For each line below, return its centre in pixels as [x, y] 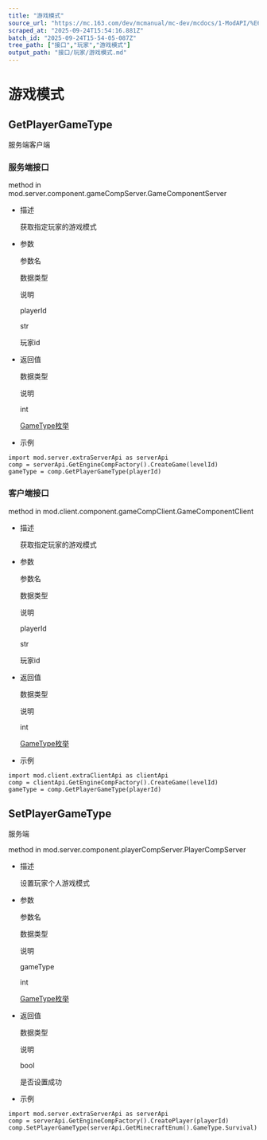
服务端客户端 [29, 145]
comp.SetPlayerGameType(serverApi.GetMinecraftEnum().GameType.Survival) [133, 1128]
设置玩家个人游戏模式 [54, 883]
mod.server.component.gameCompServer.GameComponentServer [118, 194]
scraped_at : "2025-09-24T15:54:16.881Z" [76, 30]
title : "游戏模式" [37, 16]
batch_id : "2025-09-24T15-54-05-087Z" [72, 38]
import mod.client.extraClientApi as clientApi [89, 775]
